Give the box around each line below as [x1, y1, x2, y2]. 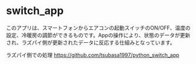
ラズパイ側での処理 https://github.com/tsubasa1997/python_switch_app [6, 51, 180, 58]
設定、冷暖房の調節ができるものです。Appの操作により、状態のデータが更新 [6, 31, 191, 39]
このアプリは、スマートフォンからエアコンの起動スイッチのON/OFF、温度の [6, 24, 191, 31]
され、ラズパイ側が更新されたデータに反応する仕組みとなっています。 [6, 39, 175, 46]
